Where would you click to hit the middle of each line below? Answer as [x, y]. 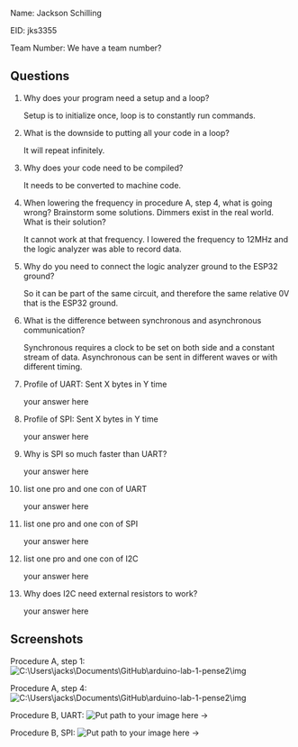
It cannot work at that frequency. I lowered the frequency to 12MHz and [156, 239]
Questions [40, 76]
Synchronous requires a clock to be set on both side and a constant [149, 347]
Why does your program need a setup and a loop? [116, 97]
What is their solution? [64, 222]
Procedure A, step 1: [48, 660]
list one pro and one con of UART [85, 488]
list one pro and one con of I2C [81, 559]
